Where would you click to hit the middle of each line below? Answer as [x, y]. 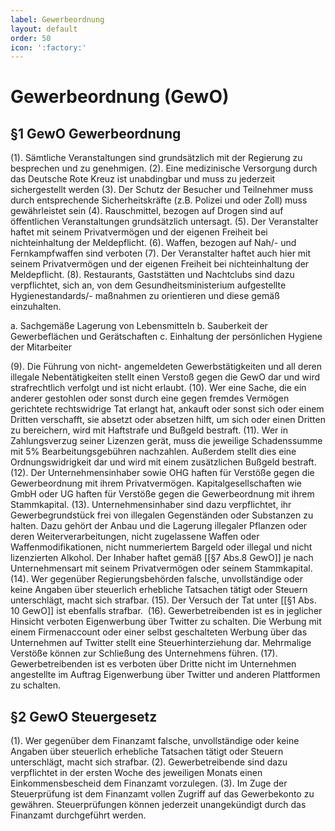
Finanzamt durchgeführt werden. [78, 815]
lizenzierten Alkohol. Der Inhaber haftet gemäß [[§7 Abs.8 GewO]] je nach [162, 558]
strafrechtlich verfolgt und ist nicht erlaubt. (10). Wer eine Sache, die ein [158, 388]
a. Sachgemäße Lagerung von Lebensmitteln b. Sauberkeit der [139, 326]
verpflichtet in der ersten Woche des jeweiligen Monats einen [136, 773]
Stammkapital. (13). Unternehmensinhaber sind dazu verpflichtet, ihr [151, 505]
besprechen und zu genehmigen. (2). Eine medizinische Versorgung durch [164, 168]
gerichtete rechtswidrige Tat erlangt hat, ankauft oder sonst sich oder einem [167, 409]
